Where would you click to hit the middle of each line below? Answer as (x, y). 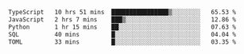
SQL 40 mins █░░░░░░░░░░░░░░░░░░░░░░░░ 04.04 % (122, 34)
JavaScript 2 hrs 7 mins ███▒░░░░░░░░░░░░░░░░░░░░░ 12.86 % (122, 19)
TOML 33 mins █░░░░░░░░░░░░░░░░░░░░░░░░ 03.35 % (122, 42)
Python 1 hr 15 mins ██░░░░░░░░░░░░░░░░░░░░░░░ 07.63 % (122, 27)
